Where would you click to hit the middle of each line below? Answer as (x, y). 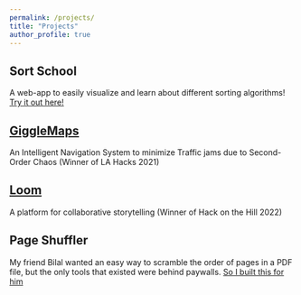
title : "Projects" (44, 26)
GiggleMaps (44, 130)
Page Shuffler (49, 240)
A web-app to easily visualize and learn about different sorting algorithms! (147, 93)
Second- (265, 152)
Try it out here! (37, 102)
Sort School (43, 71)
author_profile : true (50, 34)
